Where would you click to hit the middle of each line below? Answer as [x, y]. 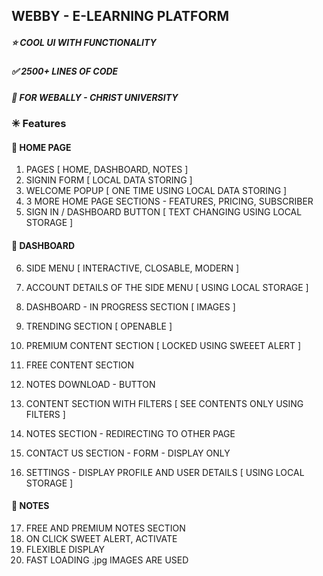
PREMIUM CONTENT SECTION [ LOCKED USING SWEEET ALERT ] [163, 345]
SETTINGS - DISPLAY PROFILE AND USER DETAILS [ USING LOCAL [165, 472]
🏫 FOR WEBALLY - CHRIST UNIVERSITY [95, 97]
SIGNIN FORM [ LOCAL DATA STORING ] [109, 180]
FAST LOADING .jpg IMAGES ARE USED [107, 560]
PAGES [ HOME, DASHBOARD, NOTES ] [107, 170]
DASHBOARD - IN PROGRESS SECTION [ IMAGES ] [130, 306]
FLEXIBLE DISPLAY [65, 549]
